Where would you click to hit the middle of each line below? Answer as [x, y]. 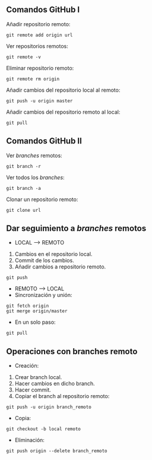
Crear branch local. [38, 377]
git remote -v [24, 57]
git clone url [24, 210]
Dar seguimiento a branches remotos [76, 229]
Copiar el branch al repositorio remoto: [62, 396]
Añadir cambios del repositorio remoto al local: [63, 112]
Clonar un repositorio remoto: [42, 199]
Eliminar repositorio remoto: [40, 68]
